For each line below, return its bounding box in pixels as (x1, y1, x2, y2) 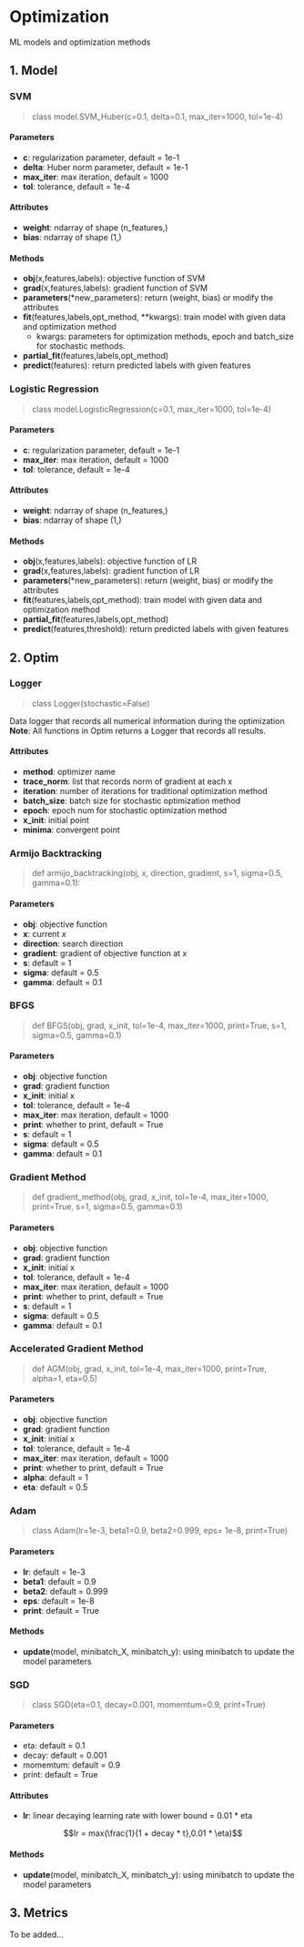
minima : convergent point (22, 824, 120, 835)
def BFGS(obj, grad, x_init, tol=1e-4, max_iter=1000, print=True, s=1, (31, 1020, 287, 1031)
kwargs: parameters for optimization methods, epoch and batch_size (35, 331, 294, 342)
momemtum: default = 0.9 (22, 1759, 121, 1770)
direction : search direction (22, 938, 124, 949)
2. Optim (9, 649, 59, 666)
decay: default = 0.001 (22, 1750, 107, 1761)
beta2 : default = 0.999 (22, 1585, 108, 1596)
